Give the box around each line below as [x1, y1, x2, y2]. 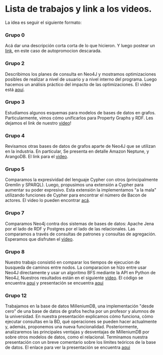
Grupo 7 [5, 210, 24, 216]
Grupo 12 [5, 292, 27, 299]
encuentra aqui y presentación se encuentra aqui [5, 280, 104, 286]
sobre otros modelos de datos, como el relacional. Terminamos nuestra [5, 334, 148, 340]
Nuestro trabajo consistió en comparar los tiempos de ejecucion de [5, 259, 140, 266]
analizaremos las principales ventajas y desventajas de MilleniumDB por [5, 329, 150, 335]
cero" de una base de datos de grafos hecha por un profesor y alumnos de [5, 308, 155, 314]
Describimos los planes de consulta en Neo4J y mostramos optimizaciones [5, 71, 156, 77]
